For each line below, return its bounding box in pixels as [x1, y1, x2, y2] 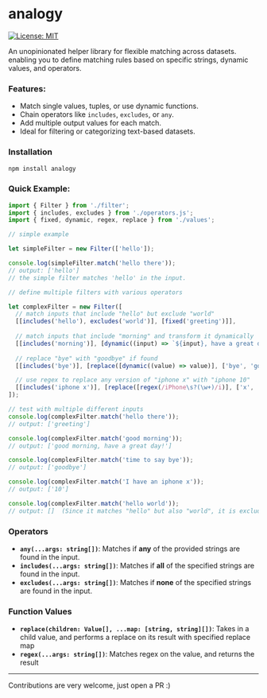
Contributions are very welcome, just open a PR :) [8, 681, 171, 690]
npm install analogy [8, 165, 77, 173]
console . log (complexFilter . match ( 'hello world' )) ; [8, 499, 180, 507]
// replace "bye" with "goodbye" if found [15, 355, 158, 363]
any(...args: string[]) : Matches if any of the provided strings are [19, 544, 241, 553]
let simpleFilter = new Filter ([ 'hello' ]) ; [8, 245, 155, 253]
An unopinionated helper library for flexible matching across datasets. [8, 46, 237, 56]
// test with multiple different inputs [8, 405, 145, 413]
